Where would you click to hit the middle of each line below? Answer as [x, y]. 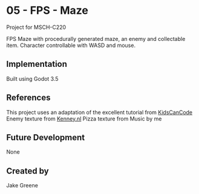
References [28, 98]
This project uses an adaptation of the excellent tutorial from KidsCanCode [99, 112]
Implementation [37, 64]
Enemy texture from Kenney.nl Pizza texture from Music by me [84, 119]
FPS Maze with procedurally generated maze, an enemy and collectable [96, 39]
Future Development [46, 137]
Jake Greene [22, 186]
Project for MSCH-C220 [36, 27]
